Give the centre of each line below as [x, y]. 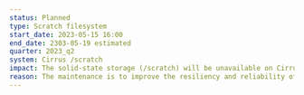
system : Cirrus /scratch [56, 60]
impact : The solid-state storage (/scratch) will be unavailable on [141, 69]
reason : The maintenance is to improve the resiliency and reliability [147, 77]
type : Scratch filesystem [58, 26]
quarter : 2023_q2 [42, 52]
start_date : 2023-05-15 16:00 [66, 34]
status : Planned [40, 18]
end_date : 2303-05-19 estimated [70, 43]
